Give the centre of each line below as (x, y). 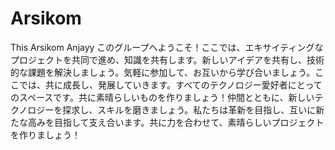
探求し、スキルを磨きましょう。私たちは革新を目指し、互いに (189, 109)
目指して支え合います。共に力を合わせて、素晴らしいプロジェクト (189, 122)
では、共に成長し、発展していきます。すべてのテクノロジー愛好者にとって (170, 84)
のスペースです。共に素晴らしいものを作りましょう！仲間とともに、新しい (162, 97)
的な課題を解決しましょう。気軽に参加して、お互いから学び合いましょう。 (163, 72)
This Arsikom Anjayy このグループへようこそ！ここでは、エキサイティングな (167, 47)
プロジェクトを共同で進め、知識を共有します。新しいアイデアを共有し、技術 (167, 59)
